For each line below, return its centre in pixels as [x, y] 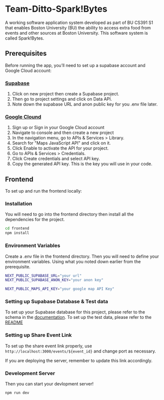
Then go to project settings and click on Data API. [62, 99]
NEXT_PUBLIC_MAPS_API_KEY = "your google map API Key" [60, 289]
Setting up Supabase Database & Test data [57, 302]
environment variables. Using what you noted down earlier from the [73, 261]
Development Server [30, 373]
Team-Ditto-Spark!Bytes [56, 9]
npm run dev [17, 393]
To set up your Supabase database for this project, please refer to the [75, 312]
